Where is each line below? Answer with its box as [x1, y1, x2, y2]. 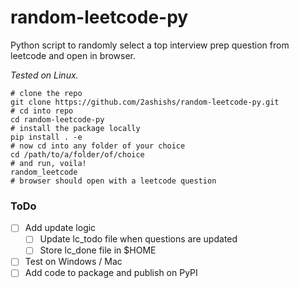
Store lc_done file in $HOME [39, 244, 157, 256]
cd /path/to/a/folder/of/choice [10, 149, 145, 160]
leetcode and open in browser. [10, 49, 136, 61]
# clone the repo [10, 88, 83, 98]
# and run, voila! [10, 158, 87, 168]
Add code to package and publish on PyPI [24, 267, 198, 279]
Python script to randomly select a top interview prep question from [10, 39, 290, 51]
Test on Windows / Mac [24, 256, 123, 268]
